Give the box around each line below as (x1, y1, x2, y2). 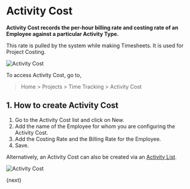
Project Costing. (6, 48, 46, 55)
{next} (6, 176, 22, 184)
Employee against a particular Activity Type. (6, 30, 119, 37)
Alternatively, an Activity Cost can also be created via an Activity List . (6, 153, 177, 160)
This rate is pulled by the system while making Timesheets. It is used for (6, 42, 184, 49)
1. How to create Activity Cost (6, 100, 118, 111)
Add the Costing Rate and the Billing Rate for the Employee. (14, 135, 161, 142)
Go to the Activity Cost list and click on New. (14, 116, 124, 123)
